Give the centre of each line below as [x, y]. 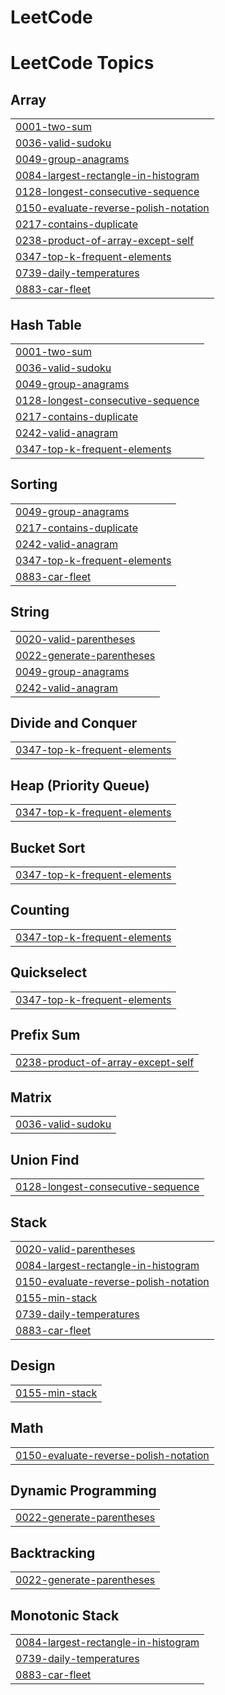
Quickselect [49, 972]
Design [33, 1366]
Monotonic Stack [65, 1615]
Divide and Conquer [74, 723]
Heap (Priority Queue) [80, 785]
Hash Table [46, 324]
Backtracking [53, 1552]
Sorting [34, 484]
